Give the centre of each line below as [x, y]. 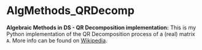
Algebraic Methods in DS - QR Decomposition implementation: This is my [101, 27]
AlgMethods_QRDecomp [71, 11]
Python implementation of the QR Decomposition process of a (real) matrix [101, 34]
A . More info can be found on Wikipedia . [57, 40]
